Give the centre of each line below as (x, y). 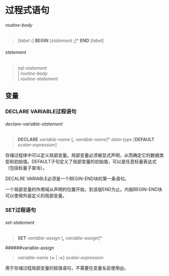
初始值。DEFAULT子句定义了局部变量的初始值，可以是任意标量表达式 (85, 162)
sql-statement (32, 68)
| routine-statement (38, 78)
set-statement (20, 222)
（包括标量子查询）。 (26, 168)
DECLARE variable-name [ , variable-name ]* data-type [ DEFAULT (86, 140)
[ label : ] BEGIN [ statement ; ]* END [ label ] (61, 40)
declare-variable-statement (34, 124)
